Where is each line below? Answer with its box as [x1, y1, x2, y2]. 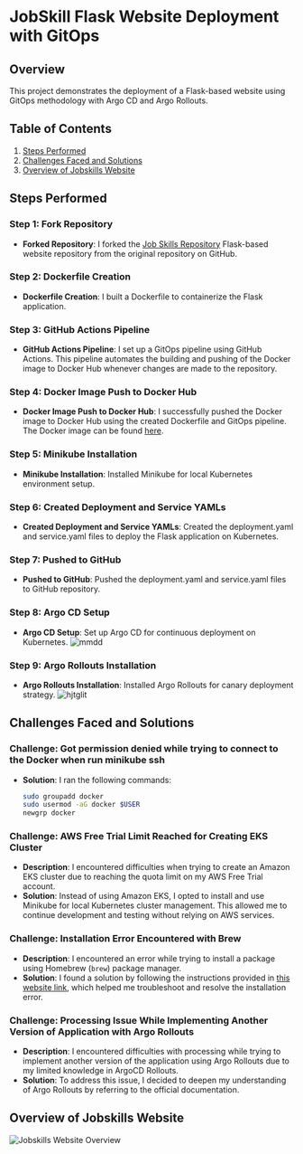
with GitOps [9, 25, 100, 46]
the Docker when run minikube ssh [9, 753, 165, 766]
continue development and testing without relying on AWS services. [22, 910, 275, 921]
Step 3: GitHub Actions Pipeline [9, 323, 151, 336]
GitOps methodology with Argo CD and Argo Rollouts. [9, 95, 209, 106]
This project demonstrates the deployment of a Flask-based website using [9, 86, 286, 96]
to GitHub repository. [22, 583, 101, 594]
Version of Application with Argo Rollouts [9, 1025, 195, 1037]
